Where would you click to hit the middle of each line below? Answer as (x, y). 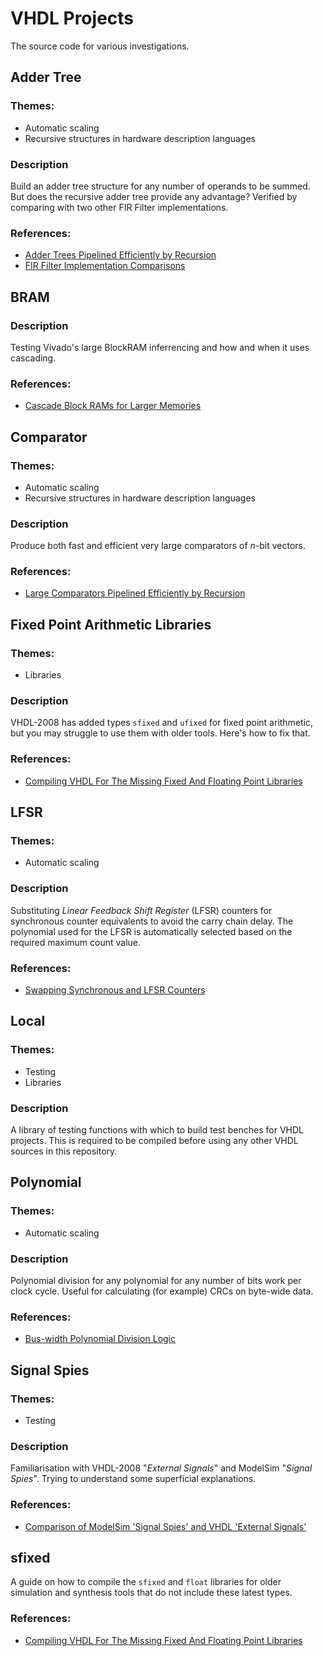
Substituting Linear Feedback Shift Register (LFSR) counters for (141, 910)
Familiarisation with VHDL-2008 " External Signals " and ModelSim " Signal (161, 1468)
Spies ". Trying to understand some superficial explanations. (133, 1479)
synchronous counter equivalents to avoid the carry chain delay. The (152, 921)
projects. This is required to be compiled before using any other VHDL (154, 1141)
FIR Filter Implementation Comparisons (105, 266)
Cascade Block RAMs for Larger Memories (113, 406)
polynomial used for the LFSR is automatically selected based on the (151, 931)
